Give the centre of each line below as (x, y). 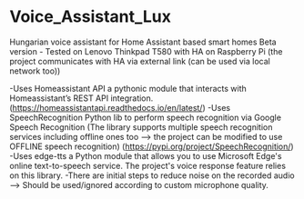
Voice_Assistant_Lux (90, 17)
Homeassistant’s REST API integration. (81, 98)
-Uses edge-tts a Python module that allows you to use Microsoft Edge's (146, 155)
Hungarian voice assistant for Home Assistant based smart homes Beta (143, 42)
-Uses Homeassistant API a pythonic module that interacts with (128, 88)
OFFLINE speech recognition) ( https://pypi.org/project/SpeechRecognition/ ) (152, 146)
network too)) (35, 71)
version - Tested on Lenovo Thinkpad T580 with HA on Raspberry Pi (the (146, 51)
